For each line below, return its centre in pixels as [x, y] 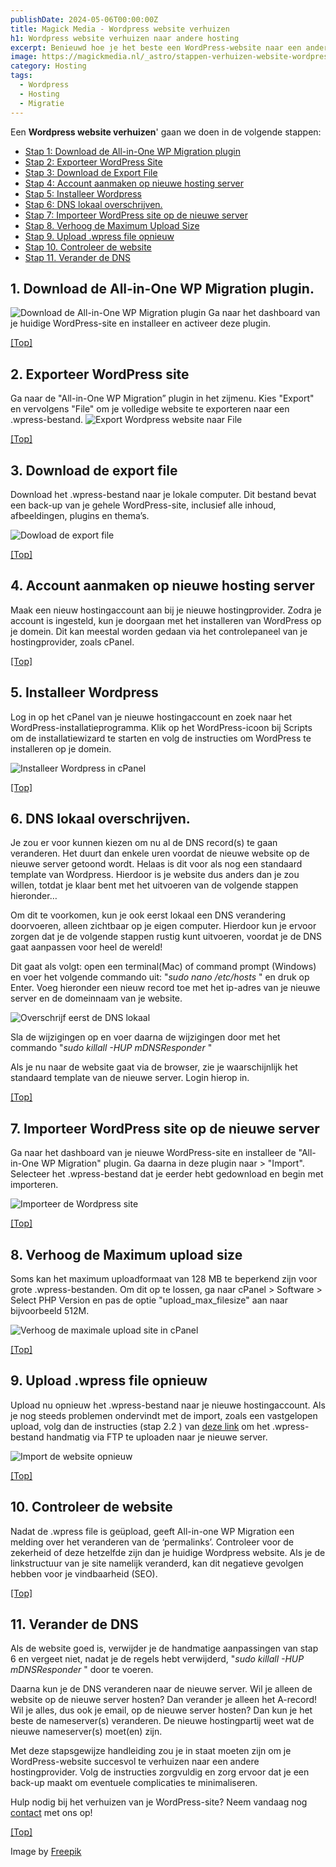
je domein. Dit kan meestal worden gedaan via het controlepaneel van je [159, 631]
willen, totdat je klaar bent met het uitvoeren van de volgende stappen [154, 885]
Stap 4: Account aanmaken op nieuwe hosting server [134, 183]
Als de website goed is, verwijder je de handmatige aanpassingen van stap [164, 1648]
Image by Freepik [46, 1852]
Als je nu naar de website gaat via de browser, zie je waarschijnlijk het [154, 1067]
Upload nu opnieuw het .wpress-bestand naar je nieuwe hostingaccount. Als [168, 1405]
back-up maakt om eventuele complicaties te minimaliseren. [134, 1783]
